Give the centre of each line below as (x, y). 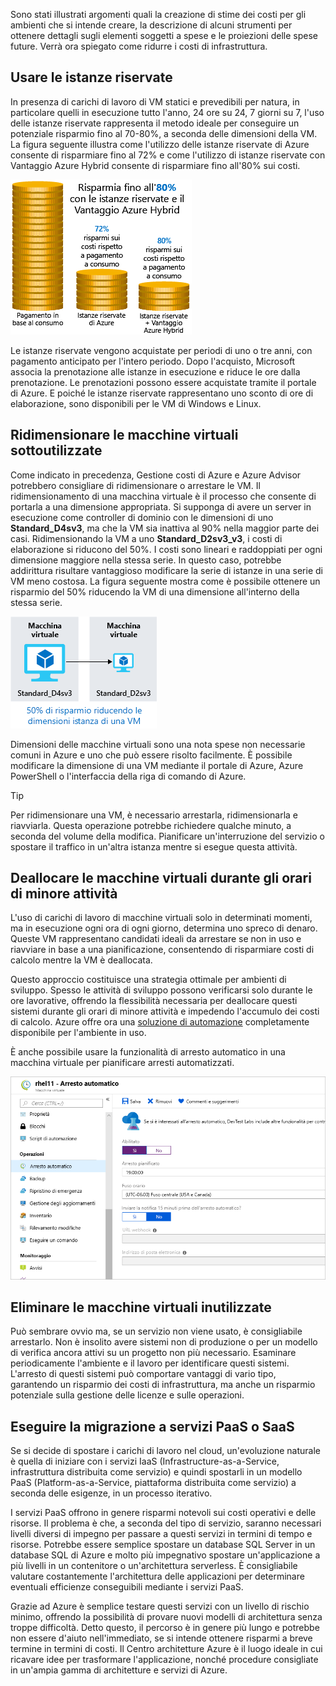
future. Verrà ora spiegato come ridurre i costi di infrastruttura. (139, 46)
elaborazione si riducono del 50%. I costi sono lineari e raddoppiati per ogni (166, 549)
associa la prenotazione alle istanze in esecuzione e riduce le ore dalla (155, 371)
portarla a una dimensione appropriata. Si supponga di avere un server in (161, 506)
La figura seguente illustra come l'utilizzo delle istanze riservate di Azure (160, 144)
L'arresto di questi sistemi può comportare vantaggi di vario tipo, (143, 1374)
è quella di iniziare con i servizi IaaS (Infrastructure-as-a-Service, (145, 1461)
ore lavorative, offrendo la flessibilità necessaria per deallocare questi (154, 1001)
